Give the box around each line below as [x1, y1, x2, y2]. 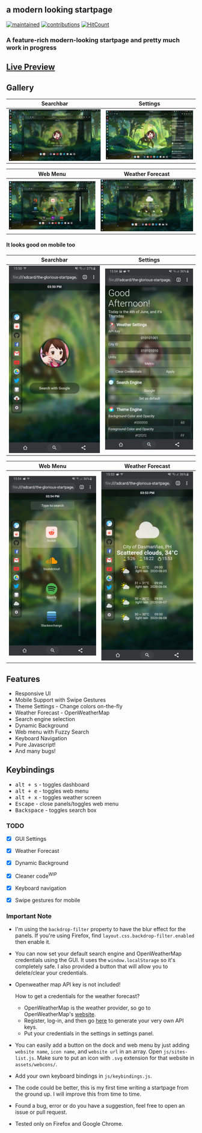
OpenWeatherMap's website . [23, 1011, 96, 1018]
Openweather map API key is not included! [14, 981, 121, 988]
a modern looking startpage [6, 5, 113, 15]
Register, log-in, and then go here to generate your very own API [23, 1017, 185, 1025]
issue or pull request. [14, 1108, 67, 1116]
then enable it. [14, 938, 51, 946]
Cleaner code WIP [14, 872, 57, 879]
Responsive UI [14, 690, 51, 697]
